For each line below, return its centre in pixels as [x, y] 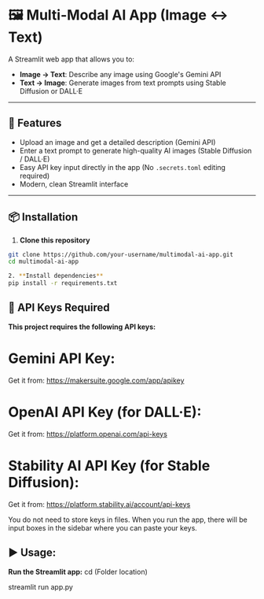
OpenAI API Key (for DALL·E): [105, 412]
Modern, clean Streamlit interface [74, 184]
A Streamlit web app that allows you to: [71, 59]
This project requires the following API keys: [82, 327]
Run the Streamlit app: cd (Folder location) [78, 571]
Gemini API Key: [62, 359]
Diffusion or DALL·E [51, 91]
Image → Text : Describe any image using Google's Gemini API [120, 74]
